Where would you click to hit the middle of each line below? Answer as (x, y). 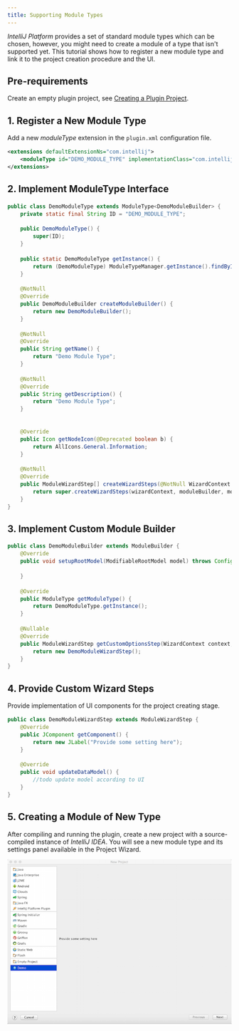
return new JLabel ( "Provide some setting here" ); (108, 742)
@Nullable (35, 629)
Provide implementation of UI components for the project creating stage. (114, 706)
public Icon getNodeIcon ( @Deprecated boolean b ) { (97, 439)
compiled (21, 842)
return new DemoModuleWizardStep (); (87, 651)
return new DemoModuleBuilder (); (83, 311)
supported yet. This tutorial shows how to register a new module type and (116, 51)
